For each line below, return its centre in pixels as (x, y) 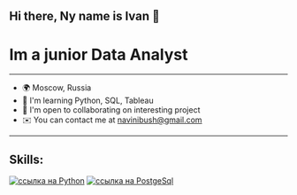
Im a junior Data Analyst (99, 55)
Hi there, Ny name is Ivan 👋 (85, 16)
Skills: (27, 159)
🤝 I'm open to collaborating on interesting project (111, 110)
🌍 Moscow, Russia (57, 88)
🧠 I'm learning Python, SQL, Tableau (88, 101)
